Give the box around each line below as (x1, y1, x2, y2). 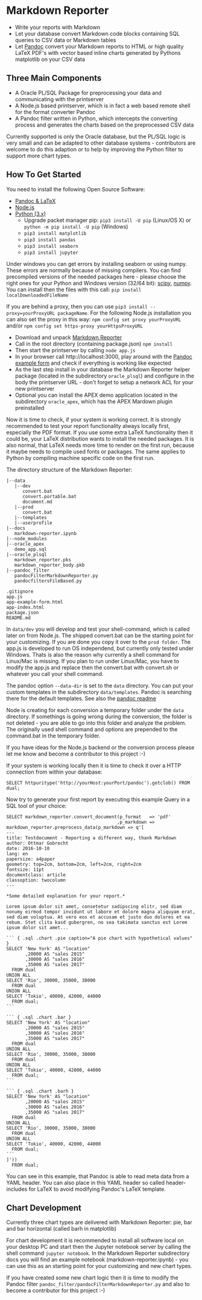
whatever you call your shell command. (6, 670, 104, 677)
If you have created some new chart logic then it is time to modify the (6, 1274, 179, 1281)
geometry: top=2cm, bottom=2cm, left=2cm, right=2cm (6, 861, 142, 867)
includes (6, 1185, 28, 1193)
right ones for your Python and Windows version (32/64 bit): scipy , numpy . (6, 279, 192, 286)
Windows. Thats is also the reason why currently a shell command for (6, 651, 180, 658)
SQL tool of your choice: (6, 802, 67, 809)
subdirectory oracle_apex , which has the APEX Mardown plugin (14, 397, 173, 405)
